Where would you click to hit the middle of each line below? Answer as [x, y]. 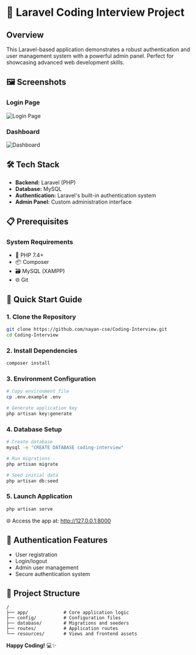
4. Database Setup [34, 429]
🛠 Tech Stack [33, 165]
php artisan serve [30, 509]
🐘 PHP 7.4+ [29, 255]
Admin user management [47, 567]
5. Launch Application [40, 496]
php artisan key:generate [39, 414]
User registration [36, 555]
